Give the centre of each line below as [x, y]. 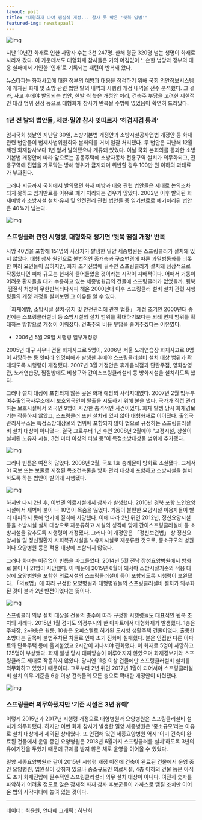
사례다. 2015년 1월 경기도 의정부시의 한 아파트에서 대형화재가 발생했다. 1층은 [106, 623]
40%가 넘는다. [29, 208]
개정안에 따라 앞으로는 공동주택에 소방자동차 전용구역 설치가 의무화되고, [106, 157]
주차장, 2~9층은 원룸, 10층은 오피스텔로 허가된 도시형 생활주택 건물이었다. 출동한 [100, 630]
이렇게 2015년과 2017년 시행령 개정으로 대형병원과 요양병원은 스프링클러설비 [96, 719]
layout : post [23, 12]
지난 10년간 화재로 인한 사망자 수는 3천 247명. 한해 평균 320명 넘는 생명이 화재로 [101, 53]
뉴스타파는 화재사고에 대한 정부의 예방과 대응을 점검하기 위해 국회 [83, 81]
